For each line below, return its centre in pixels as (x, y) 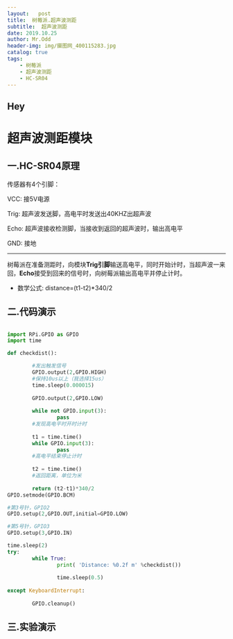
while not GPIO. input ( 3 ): (70, 411)
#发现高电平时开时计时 (60, 424)
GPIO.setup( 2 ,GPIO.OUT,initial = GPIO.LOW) (68, 514)
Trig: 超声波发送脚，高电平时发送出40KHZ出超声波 (79, 213)
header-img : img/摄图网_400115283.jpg (62, 46)
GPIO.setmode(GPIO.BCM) (42, 495)
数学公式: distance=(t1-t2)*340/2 (65, 288)
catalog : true (28, 53)
